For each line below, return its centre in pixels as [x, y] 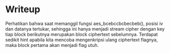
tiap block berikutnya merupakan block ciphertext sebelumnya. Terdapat [82, 34]
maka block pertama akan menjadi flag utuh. [52, 45]
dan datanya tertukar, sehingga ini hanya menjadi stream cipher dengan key [85, 29]
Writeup [23, 9]
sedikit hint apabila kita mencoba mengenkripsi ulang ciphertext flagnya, [82, 40]
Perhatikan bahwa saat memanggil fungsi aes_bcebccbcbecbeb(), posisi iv [84, 23]
